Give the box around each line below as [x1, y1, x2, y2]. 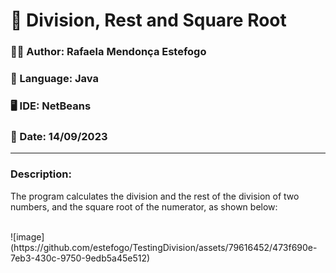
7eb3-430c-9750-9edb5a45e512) [10, 252, 151, 264]
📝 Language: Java [10, 72, 99, 86]
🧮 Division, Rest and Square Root [10, 9, 287, 32]
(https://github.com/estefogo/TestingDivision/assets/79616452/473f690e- [10, 241, 318, 253]
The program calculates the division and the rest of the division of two [10, 190, 300, 202]
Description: [10, 167, 72, 181]
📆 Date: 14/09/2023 [10, 129, 108, 143]
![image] [10, 230, 45, 243]
